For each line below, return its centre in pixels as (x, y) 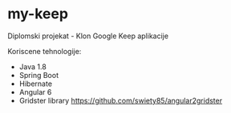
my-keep (38, 14)
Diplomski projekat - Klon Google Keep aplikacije (88, 36)
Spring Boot (39, 75)
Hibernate (36, 84)
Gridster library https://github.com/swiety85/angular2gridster (120, 100)
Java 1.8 (33, 66)
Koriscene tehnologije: (45, 51)
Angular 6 (35, 92)
